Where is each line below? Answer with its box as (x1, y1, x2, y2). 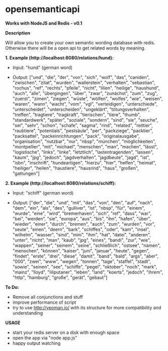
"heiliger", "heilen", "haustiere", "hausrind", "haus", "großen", (12, 165, 139, 171)
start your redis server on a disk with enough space (12, 329, 120, 335)
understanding (12, 310, 43, 316)
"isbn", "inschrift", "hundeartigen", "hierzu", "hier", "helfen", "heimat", (12, 159, 156, 165)
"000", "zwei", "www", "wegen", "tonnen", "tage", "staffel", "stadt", (12, 258, 151, 265)
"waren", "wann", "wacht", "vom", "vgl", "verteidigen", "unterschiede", (12, 101, 157, 107)
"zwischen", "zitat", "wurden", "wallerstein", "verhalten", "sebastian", (12, 79, 155, 85)
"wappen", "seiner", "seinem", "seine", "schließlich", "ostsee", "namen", (12, 242, 161, 248)
